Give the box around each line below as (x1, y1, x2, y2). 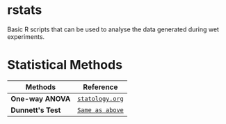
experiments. (7, 32, 45, 40)
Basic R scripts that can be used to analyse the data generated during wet (7, 25, 219, 33)
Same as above (77, 106, 124, 114)
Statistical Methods (7, 57, 123, 73)
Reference (83, 82, 118, 92)
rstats (7, 2, 42, 18)
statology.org (77, 95, 124, 102)
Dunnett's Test (10, 105, 61, 115)
